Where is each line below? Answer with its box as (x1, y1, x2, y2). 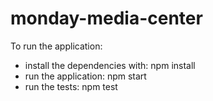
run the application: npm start (24, 70, 147, 82)
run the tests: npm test (24, 80, 118, 92)
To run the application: (10, 40, 103, 52)
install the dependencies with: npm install (24, 59, 196, 71)
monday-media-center (10, 7, 203, 30)
